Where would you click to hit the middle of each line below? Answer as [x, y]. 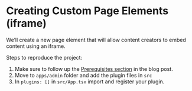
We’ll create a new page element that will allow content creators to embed [96, 40]
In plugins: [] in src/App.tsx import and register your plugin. [90, 82]
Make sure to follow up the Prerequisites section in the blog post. [94, 69]
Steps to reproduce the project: [44, 57]
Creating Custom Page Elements [87, 11]
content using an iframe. [36, 46]
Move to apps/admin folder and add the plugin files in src [83, 75]
